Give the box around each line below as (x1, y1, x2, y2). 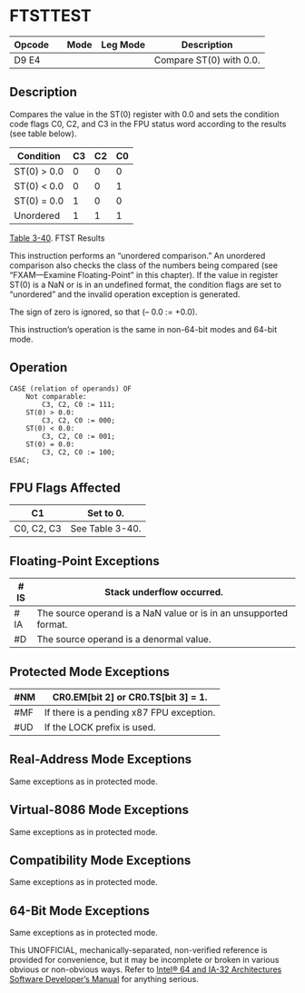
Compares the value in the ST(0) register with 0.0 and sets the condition (9, 108, 280, 119)
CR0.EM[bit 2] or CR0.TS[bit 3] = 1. (52, 691, 208, 703)
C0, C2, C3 (14, 522, 62, 535)
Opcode (14, 38, 50, 51)
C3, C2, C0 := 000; (42, 415, 116, 425)
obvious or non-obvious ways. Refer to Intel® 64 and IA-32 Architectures (9, 964, 282, 975)
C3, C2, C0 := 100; (42, 447, 116, 457)
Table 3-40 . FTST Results (9, 233, 105, 243)
